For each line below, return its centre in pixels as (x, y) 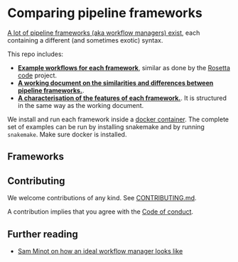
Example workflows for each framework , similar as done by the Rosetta (124, 67)
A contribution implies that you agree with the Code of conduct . (101, 212)
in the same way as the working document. (81, 105)
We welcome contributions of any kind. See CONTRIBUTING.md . (102, 198)
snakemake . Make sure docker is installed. (67, 134)
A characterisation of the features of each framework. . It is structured (122, 98)
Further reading (43, 234)
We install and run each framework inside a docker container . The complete (118, 119)
